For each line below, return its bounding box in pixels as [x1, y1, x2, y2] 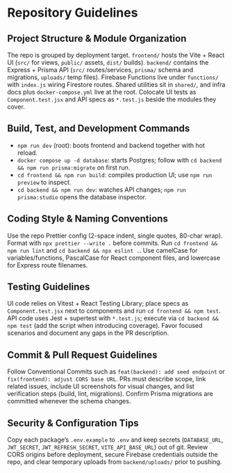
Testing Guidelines [7, 281, 90, 293]
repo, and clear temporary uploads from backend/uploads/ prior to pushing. [7, 458, 222, 466]
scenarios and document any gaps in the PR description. [7, 329, 169, 338]
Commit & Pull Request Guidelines [7, 349, 158, 360]
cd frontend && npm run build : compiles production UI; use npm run [17, 170, 213, 179]
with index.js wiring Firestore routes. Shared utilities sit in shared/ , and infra [7, 81, 226, 88]
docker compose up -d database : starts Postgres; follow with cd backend [17, 156, 222, 164]
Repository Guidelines [7, 5, 138, 21]
